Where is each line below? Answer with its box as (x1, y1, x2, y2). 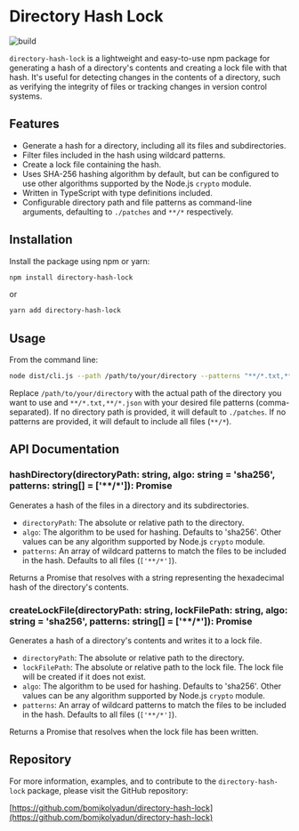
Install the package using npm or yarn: (9, 255, 150, 266)
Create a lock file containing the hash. (21, 158, 162, 170)
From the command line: (9, 354, 99, 366)
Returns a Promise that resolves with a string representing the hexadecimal (9, 572, 285, 583)
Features (9, 117, 60, 132)
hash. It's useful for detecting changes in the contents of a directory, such (9, 71, 281, 82)
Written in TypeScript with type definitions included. (21, 187, 214, 198)
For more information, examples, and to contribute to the (9, 776, 216, 787)
